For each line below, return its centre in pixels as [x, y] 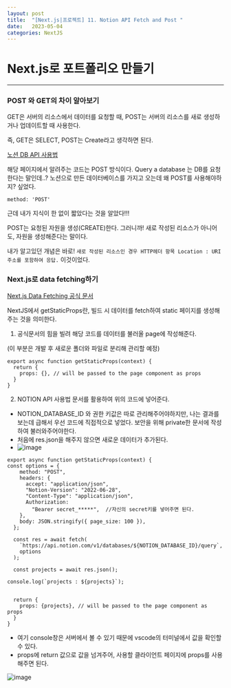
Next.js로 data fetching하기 [53, 280]
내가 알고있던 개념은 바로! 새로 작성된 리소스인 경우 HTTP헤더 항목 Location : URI [114, 251]
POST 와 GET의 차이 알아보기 [53, 101]
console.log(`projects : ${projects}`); [66, 582]
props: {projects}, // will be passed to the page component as [113, 606]
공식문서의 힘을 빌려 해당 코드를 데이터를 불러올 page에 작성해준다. [107, 333]
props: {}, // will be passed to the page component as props [110, 373]
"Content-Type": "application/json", [79, 496]
